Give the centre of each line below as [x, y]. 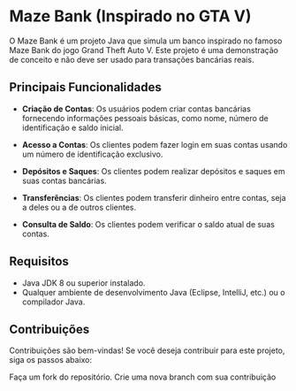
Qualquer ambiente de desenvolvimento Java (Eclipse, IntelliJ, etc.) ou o [153, 292]
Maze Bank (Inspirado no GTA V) [130, 16]
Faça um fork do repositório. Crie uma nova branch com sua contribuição [143, 377]
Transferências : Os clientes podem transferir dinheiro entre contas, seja [154, 197]
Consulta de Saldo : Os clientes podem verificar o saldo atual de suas [148, 224]
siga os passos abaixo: [51, 360]
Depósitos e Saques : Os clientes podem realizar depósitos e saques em [153, 171]
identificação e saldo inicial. [72, 127]
